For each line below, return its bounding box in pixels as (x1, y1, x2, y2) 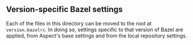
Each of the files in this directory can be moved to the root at (6, 20, 152, 27)
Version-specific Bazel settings (6, 5, 123, 14)
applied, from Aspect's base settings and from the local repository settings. (6, 32, 188, 39)
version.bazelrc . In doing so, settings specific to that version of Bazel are (6, 26, 184, 33)
